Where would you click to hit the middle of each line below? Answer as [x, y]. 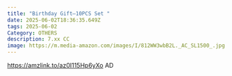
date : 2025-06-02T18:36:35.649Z [54, 20]
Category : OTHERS [32, 33]
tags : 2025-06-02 [32, 26]
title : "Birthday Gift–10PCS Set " [59, 13]
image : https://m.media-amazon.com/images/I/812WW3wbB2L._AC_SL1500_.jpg [116, 46]
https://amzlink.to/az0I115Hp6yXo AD [60, 65]
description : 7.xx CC [39, 39]
